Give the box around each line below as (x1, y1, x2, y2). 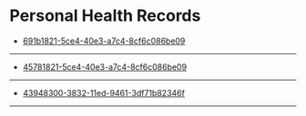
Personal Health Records (9, 5, 201, 26)
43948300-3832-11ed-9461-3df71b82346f (22, 87, 185, 98)
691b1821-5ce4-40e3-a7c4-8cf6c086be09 (22, 35, 186, 46)
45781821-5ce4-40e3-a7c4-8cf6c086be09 (22, 61, 188, 72)
